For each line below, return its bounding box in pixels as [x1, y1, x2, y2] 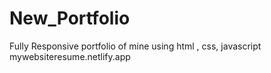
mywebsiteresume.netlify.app [9, 50, 131, 62]
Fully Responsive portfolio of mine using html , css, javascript [9, 40, 262, 52]
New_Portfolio [9, 7, 131, 30]
